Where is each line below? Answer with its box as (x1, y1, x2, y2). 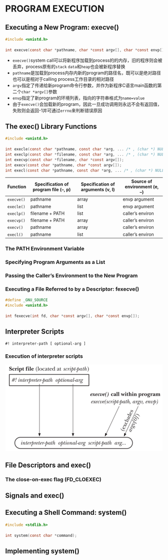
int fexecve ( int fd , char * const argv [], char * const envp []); (5, 313, 140, 319)
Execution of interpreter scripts (5, 353, 83, 360)
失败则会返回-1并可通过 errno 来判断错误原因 (12, 107, 102, 113)
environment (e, (124, 184, 159, 190)
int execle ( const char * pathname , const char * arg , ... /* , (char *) (5, 147, 155, 152)
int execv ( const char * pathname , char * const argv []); (5, 163, 122, 168)
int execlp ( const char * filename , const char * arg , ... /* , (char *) (5, 152, 155, 157)
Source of (131, 179, 152, 185)
